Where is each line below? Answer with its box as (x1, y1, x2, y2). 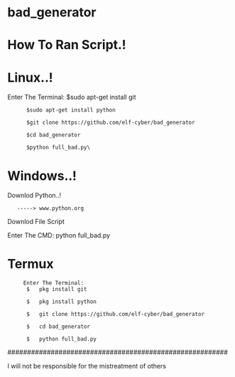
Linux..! (7, 69, 53, 85)
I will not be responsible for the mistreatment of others (7, 362, 167, 371)
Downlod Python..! (7, 191, 62, 200)
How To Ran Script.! (7, 37, 126, 53)
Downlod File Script (7, 218, 65, 226)
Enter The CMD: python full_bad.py (7, 231, 111, 240)
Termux (7, 256, 55, 272)
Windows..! (7, 168, 77, 184)
